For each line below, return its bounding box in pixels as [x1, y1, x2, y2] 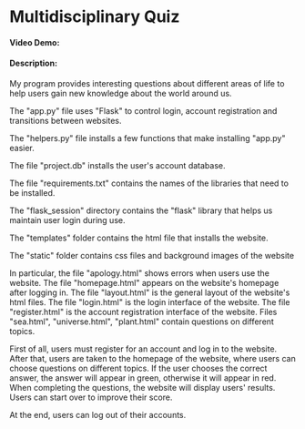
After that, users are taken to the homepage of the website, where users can [9, 352, 296, 363]
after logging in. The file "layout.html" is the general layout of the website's [9, 287, 290, 298]
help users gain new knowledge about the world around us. [9, 87, 232, 98]
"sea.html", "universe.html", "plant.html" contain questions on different [9, 316, 275, 327]
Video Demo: [9, 36, 60, 47]
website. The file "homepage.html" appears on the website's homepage [9, 277, 280, 288]
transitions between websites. [9, 115, 122, 126]
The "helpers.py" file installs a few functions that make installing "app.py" [9, 132, 286, 143]
